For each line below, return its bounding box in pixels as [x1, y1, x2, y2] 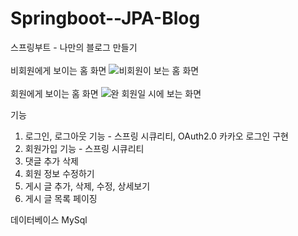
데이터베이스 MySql [10, 213, 88, 226]
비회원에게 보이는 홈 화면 [10, 64, 107, 76]
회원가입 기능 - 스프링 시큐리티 [24, 142, 145, 154]
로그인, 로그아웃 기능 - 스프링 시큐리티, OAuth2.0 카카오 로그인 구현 [24, 130, 289, 142]
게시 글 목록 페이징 [24, 192, 98, 204]
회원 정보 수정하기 [24, 167, 95, 179]
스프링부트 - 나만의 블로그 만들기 [10, 41, 138, 53]
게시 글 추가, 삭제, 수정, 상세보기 [24, 180, 151, 192]
